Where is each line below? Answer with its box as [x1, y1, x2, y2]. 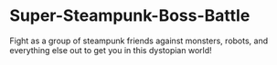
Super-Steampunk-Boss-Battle [9, 5, 250, 26]
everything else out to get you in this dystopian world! [9, 44, 212, 55]
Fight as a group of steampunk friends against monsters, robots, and [9, 35, 268, 46]
